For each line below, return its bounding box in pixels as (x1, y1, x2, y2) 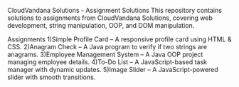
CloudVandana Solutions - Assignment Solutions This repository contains (7, 6, 223, 14)
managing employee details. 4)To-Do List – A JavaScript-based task (7, 58, 208, 66)
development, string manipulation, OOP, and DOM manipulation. (7, 21, 195, 29)
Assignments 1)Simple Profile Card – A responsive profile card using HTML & (7, 35, 232, 43)
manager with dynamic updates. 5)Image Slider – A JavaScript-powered (7, 66, 218, 73)
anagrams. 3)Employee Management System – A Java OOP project (7, 50, 203, 58)
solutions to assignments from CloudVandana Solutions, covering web (7, 14, 213, 22)
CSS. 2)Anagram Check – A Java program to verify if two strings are (7, 43, 208, 51)
